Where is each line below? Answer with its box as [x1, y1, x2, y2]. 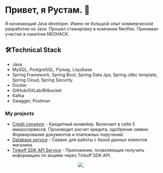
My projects [5, 110, 34, 117]
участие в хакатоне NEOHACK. [5, 31, 70, 37]
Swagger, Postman [12, 98, 50, 103]
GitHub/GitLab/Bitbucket [12, 87, 62, 93]
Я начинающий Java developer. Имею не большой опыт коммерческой [5, 21, 153, 26]
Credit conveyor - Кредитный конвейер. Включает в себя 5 [12, 121, 136, 127]
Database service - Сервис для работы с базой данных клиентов [12, 137, 148, 143]
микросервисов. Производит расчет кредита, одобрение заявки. [12, 126, 149, 132]
